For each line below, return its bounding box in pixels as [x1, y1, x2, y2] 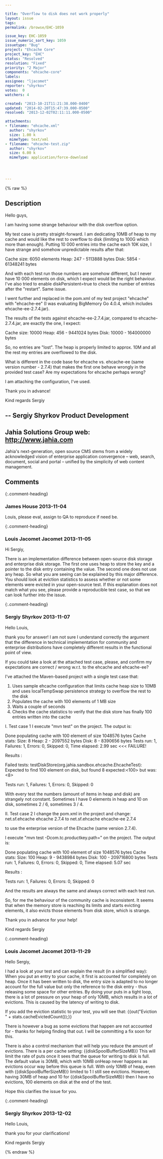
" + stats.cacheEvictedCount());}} [5, 1014, 72, 1020]
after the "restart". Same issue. [5, 286, 67, 292]
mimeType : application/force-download [9, 155, 88, 160]
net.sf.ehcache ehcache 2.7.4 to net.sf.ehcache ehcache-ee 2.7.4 [5, 816, 136, 822]
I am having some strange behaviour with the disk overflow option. [5, 221, 138, 227]
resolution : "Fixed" [5, 61, 47, 66]
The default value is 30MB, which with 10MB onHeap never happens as [5, 1058, 148, 1064]
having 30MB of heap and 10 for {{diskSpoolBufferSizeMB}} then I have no [5, 1074, 154, 1080]
